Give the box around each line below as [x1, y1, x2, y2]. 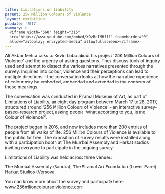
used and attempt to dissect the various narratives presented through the [5, 63, 153, 69]
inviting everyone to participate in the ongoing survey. [5, 144, 114, 150]
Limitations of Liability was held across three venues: [5, 154, 112, 160]
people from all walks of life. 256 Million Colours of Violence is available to [5, 129, 156, 135]
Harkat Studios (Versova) [5, 169, 56, 175]
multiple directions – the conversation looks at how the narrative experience [5, 73, 159, 79]
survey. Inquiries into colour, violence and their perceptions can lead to [5, 68, 149, 74]
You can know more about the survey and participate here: [5, 178, 124, 184]
